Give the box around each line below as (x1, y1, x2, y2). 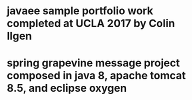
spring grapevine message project (7, 56, 180, 70)
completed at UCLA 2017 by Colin (7, 17, 175, 30)
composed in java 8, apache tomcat (7, 69, 186, 82)
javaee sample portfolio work (7, 4, 153, 18)
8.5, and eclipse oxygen (7, 82, 127, 95)
